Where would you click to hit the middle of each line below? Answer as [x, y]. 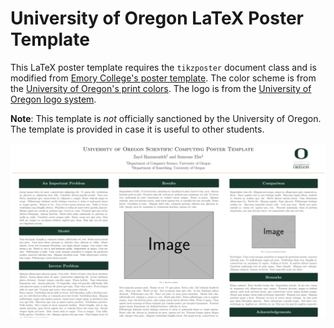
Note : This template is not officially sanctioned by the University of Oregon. [166, 118]
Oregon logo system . [53, 99]
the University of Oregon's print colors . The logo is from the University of [161, 88]
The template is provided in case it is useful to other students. [137, 129]
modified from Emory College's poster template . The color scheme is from [163, 78]
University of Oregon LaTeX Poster [157, 18]
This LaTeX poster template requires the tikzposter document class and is [163, 67]
